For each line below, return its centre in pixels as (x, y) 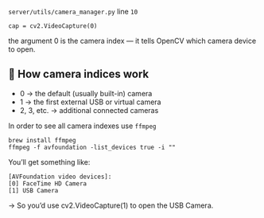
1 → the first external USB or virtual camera (90, 102)
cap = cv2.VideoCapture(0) (53, 26)
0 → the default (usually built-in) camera (86, 93)
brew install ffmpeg (43, 140)
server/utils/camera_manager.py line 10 (73, 12)
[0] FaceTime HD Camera (48, 183)
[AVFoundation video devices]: (60, 177)
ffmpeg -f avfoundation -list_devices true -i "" (92, 147)
